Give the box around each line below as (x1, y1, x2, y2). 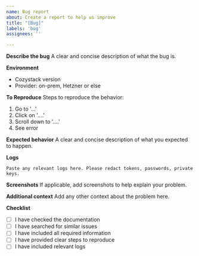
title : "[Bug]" (6, 20, 44, 26)
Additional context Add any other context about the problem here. (6, 193, 170, 200)
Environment (6, 64, 39, 72)
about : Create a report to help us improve (6, 14, 116, 20)
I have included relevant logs (14, 243, 86, 250)
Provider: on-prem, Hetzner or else (14, 82, 101, 90)
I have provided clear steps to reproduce (14, 236, 115, 243)
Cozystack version (14, 76, 61, 83)
